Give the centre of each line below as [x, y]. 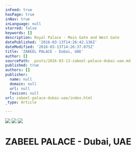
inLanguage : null [23, 24]
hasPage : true [20, 14]
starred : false [21, 28]
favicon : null [24, 93]
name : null [21, 79]
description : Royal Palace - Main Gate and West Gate [62, 38]
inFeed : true [19, 10]
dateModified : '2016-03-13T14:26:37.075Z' [50, 47]
